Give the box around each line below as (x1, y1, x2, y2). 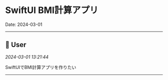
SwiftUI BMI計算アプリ (5, 4, 98, 16)
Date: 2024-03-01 (5, 21, 42, 27)
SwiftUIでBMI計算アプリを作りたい (5, 64, 76, 70)
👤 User (5, 40, 26, 49)
